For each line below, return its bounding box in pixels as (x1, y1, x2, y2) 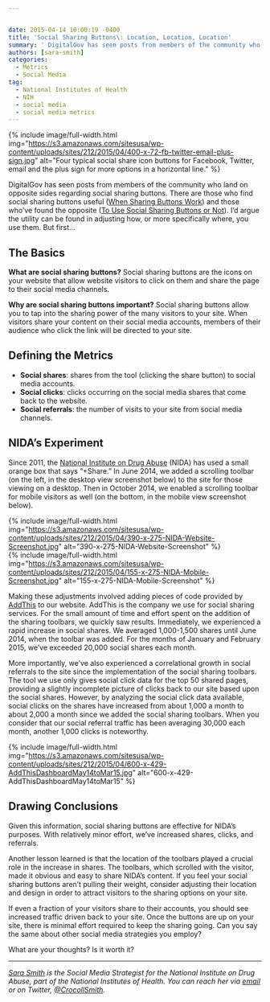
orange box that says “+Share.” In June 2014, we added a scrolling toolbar (8, 466, 255, 475)
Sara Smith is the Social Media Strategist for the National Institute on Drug (8, 967, 256, 977)
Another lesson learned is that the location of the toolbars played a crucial (8, 853, 253, 863)
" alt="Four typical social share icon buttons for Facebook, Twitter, (35, 156, 255, 166)
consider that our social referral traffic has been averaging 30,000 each (8, 717, 246, 728)
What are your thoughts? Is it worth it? (8, 944, 135, 954)
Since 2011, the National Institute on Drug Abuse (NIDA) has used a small (8, 458, 249, 467)
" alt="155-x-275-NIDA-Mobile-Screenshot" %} (58, 576, 215, 585)
